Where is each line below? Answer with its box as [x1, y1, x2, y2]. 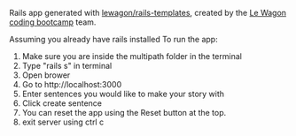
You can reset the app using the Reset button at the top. [21, 108, 227, 117]
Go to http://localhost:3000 [21, 79, 122, 89]
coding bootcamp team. [9, 17, 97, 27]
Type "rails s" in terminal [21, 61, 113, 71]
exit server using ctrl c [21, 117, 105, 127]
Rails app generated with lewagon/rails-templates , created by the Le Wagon [9, 8, 286, 18]
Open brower [21, 70, 71, 80]
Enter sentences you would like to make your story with [21, 88, 224, 99]
